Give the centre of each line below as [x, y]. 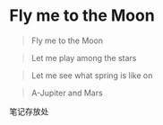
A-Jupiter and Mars [67, 93]
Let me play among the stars [84, 58]
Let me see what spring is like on [92, 75]
